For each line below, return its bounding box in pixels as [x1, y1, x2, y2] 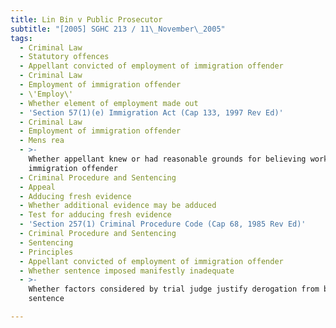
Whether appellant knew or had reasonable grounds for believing [28, 154, 307, 164]
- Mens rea [19, 136, 65, 146]
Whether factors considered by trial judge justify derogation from [28, 284, 320, 295]
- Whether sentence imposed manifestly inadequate [19, 266, 235, 276]
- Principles [19, 247, 74, 257]
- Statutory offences [19, 52, 110, 62]
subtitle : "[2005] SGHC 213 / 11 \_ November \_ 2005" [10, 24, 226, 34]
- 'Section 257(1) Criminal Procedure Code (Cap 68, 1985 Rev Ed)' [19, 219, 307, 230]
